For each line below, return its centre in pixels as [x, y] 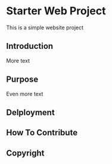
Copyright [25, 153]
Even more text [25, 94]
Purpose [22, 80]
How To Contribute [42, 133]
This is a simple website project [45, 27]
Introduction [30, 46]
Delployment [30, 112]
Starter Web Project [56, 11]
